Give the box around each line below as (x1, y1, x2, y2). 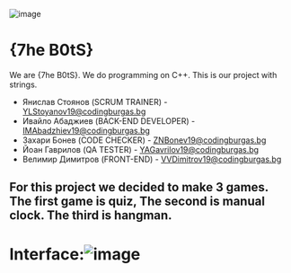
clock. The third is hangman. (9, 207, 172, 224)
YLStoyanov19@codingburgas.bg (22, 106, 146, 117)
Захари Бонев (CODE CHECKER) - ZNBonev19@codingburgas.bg (22, 135, 267, 145)
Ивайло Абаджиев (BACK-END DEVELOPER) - (22, 115, 196, 126)
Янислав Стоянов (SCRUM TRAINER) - (22, 96, 168, 107)
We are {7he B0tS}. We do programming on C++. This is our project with (9, 69, 278, 80)
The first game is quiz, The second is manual (9, 194, 265, 209)
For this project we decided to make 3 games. (9, 180, 269, 195)
